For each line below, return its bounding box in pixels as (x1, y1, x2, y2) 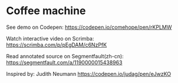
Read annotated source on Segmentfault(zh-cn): (6, 52, 124, 59)
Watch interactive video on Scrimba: (6, 35, 94, 42)
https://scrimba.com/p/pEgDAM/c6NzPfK (6, 41, 107, 48)
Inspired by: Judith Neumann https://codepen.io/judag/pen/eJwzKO (6, 70, 172, 77)
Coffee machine (6, 4, 86, 18)
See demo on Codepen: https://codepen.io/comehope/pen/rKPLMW (6, 24, 172, 31)
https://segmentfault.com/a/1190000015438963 (6, 59, 123, 66)
